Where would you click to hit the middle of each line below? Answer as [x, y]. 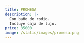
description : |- [22, 14]
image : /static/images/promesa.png [42, 33]
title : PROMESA [21, 10]
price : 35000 [19, 28]
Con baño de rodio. [30, 19]
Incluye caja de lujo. [33, 23]
